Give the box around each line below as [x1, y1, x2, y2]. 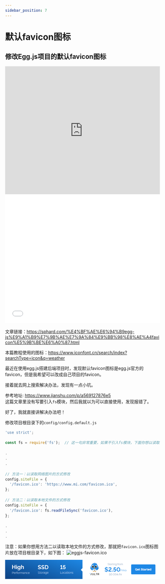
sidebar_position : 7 [5, 8, 48, 13]
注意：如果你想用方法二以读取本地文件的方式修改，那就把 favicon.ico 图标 [5, 544, 154, 549]
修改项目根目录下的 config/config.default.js [5, 419, 97, 425]
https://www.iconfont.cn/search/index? [48, 349, 128, 355]
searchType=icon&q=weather [5, 355, 65, 361]
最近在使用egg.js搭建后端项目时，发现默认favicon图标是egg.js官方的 [5, 365, 144, 371]
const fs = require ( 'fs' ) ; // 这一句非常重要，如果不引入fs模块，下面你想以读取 [5, 440, 160, 445]
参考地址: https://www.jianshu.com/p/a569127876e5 [5, 392, 111, 398]
